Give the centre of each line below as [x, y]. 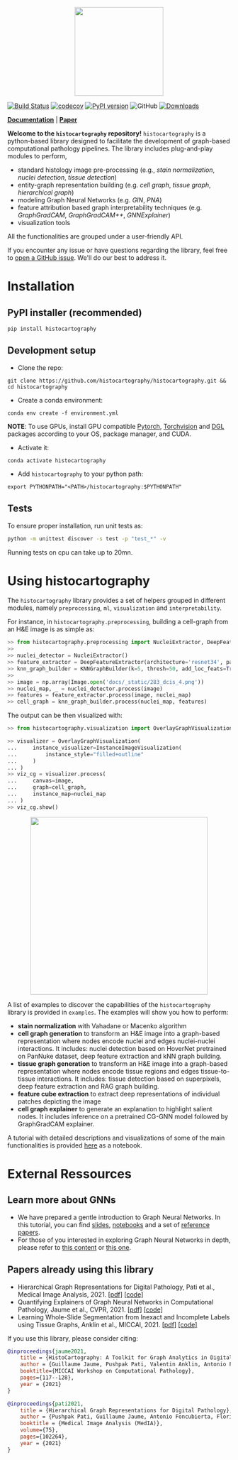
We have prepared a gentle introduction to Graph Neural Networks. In [119, 1217]
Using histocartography [79, 581]
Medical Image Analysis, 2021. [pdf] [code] [80, 1294]
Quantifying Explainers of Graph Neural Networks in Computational [115, 1302]
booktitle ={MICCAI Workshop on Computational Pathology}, [107, 1371]
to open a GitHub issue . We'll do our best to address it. [87, 258]
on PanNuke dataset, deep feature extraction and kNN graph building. [119, 1056]
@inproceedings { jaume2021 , [47, 1351]
